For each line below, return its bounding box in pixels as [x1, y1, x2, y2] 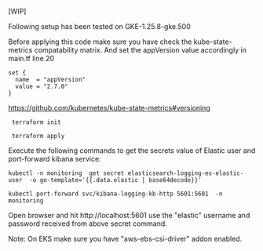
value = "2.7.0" [15, 82, 68, 90]
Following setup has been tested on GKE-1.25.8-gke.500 [8, 22, 191, 31]
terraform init [11, 118, 61, 126]
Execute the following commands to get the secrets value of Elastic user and [8, 146, 256, 155]
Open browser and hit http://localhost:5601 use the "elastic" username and [8, 211, 250, 220]
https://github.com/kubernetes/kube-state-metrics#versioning [8, 104, 210, 112]
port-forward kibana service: [8, 155, 101, 163]
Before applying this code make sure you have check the [8, 37, 192, 46]
